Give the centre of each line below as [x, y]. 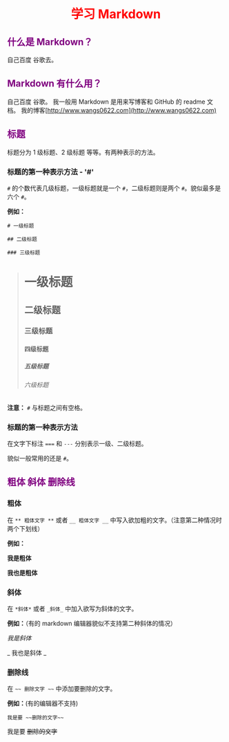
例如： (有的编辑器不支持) [43, 703]
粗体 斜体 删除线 [41, 482]
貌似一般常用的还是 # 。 [40, 458]
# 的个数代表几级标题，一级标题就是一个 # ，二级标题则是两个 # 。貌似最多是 [114, 188]
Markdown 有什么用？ [54, 84]
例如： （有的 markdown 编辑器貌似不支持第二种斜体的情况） [92, 623]
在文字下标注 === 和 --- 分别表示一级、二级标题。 [77, 443]
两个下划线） [25, 528]
